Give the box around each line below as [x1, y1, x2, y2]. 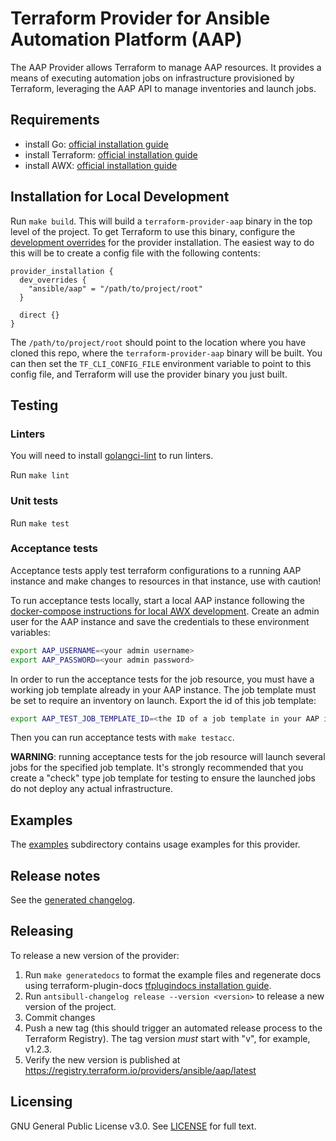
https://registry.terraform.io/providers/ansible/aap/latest [24, 1064, 257, 1076]
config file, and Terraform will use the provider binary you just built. [10, 368, 288, 380]
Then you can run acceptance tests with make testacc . [10, 732, 235, 744]
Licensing [10, 1093, 73, 1111]
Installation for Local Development [10, 188, 230, 206]
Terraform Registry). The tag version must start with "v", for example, [24, 1032, 311, 1044]
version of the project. [24, 1000, 117, 1012]
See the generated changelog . [10, 894, 136, 906]
